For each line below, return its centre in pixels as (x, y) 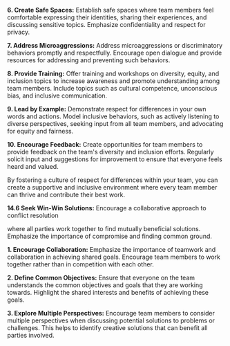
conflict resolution (33, 215)
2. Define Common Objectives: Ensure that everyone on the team (101, 277)
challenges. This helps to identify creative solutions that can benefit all (107, 328)
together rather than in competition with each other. (80, 264)
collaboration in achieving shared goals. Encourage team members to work (114, 257)
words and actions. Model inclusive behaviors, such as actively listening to (113, 116)
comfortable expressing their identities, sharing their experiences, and (107, 17)
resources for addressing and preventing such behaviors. (89, 60)
